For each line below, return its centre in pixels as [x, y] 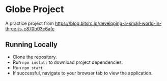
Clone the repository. [35, 57]
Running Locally [31, 45]
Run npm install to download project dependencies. [68, 62]
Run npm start [28, 67]
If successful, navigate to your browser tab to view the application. [82, 73]
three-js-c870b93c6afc [30, 28]
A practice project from [30, 23]
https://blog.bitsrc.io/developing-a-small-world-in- [108, 23]
